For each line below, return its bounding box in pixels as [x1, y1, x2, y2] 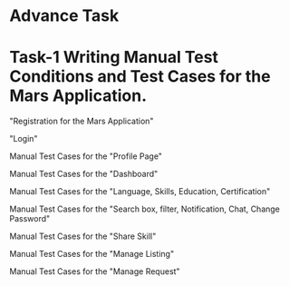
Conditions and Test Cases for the [9, 66, 271, 87]
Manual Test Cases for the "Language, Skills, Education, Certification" [9, 186, 271, 197]
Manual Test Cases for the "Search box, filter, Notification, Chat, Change [9, 203, 281, 214]
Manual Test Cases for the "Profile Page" [9, 151, 163, 162]
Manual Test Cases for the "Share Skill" [9, 231, 157, 242]
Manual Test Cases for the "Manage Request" [9, 266, 180, 277]
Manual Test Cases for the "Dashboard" [9, 169, 159, 180]
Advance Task [9, 5, 120, 26]
